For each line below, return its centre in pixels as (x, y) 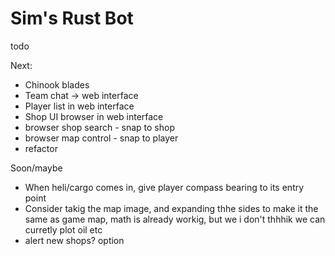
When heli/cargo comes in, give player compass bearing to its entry (164, 187)
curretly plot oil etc (63, 229)
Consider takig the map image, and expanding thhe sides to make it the (171, 208)
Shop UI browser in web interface (94, 116)
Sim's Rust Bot (72, 18)
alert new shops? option (74, 240)
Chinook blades (57, 84)
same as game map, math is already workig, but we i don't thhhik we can (175, 219)
